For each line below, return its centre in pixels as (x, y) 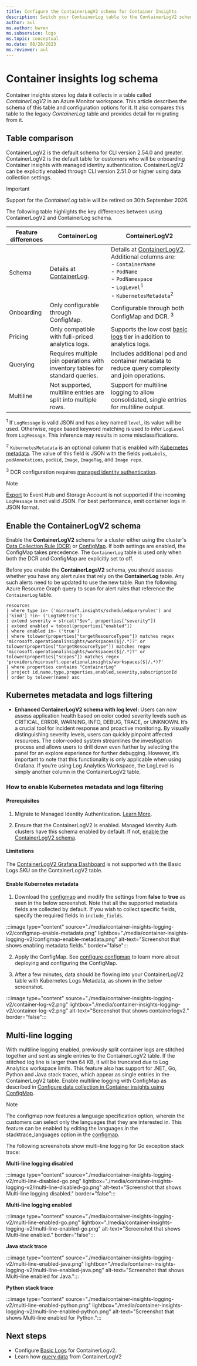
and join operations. (138, 376)
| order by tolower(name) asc (43, 677)
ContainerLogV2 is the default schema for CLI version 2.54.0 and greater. (95, 152)
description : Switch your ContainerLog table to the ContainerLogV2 (91, 17)
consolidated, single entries (149, 400)
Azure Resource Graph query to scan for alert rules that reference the (90, 588)
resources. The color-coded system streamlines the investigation (93, 740)
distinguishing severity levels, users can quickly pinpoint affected (94, 734)
